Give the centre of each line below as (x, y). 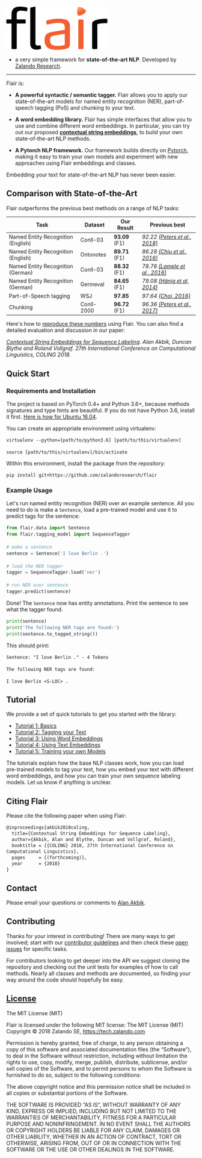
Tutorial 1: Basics (36, 726)
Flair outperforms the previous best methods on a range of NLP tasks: (93, 208)
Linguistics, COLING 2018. (38, 355)
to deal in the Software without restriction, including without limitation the (97, 1056)
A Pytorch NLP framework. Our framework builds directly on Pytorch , (102, 150)
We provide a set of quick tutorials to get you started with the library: (91, 714)
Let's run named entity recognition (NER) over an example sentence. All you (100, 503)
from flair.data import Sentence (48, 528)
